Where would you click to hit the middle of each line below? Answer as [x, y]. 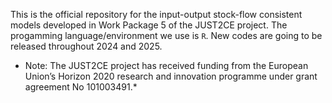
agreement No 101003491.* [81, 87]
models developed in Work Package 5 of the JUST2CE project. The [149, 25]
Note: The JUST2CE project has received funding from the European [166, 65]
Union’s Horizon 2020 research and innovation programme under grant [171, 76]
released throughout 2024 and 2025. [86, 46]
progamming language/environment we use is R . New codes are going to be [166, 35]
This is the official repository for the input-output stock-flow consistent [156, 14]
